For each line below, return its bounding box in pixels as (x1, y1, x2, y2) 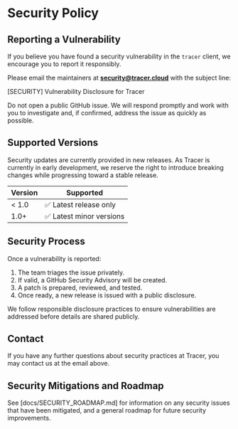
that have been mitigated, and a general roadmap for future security (7, 406, 207, 415)
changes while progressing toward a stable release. (7, 171, 158, 179)
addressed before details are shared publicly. (7, 312, 140, 321)
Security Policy (7, 5, 99, 21)
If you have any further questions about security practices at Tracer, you (7, 351, 220, 360)
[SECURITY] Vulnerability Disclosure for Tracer (7, 88, 145, 95)
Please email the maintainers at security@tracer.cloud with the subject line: (7, 73, 231, 82)
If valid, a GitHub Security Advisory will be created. (17, 275, 168, 284)
